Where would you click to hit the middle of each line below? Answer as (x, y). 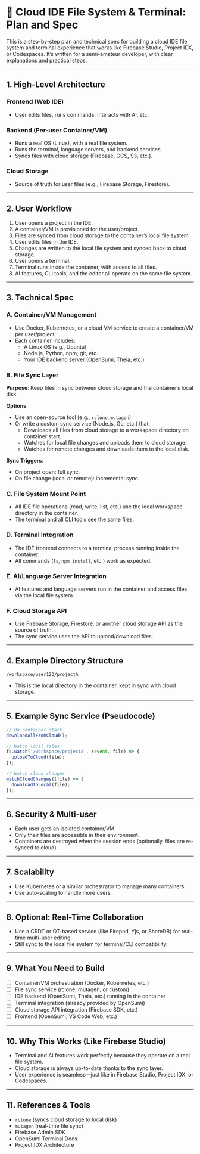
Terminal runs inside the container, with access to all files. (86, 267)
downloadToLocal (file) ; (41, 784)
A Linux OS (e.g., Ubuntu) (55, 347)
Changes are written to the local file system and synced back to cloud (100, 248)
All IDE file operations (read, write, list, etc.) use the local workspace (99, 507)
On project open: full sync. (47, 472)
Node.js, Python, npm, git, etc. (61, 353)
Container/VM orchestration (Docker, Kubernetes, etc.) (82, 982)
